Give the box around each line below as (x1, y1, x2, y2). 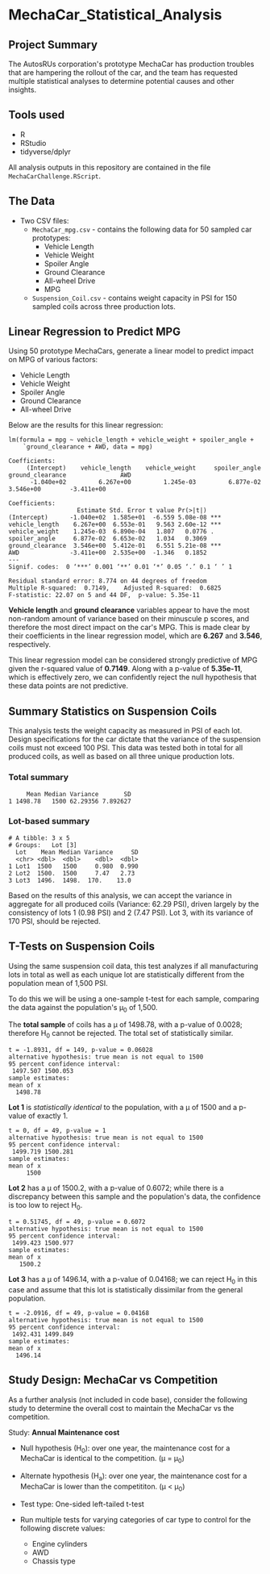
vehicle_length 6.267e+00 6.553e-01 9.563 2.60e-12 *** (8, 520, 222, 529)
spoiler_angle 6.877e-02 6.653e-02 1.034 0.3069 (8, 535, 207, 543)
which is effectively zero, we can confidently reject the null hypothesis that (8, 672, 257, 683)
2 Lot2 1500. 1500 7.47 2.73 (8, 869, 135, 877)
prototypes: (31, 232, 71, 243)
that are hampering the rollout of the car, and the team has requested (8, 68, 238, 77)
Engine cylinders (31, 1539, 88, 1548)
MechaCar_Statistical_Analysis (8, 6, 222, 24)
